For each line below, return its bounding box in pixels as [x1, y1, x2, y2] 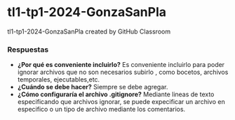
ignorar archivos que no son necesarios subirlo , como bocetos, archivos [17, 68, 229, 77]
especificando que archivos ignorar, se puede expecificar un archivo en [17, 98, 226, 106]
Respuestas [7, 45, 49, 54]
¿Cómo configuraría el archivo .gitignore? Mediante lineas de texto [17, 90, 215, 98]
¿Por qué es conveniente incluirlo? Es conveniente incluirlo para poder [17, 61, 225, 69]
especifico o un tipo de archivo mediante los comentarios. [17, 105, 186, 114]
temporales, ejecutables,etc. [17, 75, 100, 84]
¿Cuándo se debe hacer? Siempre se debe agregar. [17, 83, 168, 91]
